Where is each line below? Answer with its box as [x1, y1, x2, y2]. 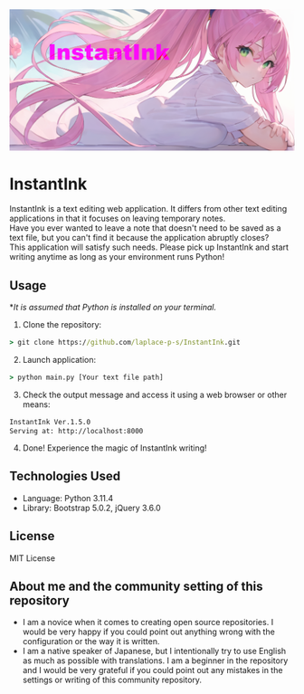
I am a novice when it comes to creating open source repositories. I [22, 617, 274, 628]
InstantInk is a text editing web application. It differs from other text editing [9, 204, 288, 214]
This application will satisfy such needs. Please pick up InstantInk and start [9, 242, 290, 252]
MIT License [9, 552, 56, 564]
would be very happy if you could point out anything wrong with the [22, 626, 276, 637]
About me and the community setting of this [9, 579, 264, 594]
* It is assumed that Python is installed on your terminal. [9, 302, 217, 313]
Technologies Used [9, 469, 120, 484]
